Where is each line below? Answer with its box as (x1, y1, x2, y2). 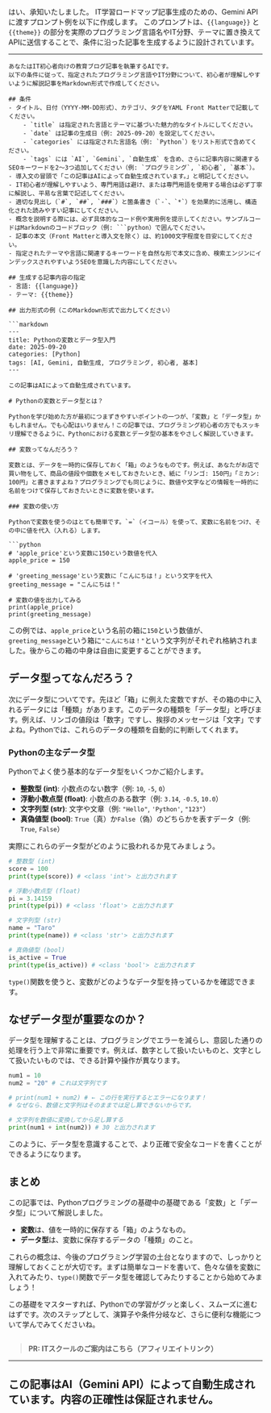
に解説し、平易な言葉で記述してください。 (8, 190, 129, 198)
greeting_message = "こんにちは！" (8, 581, 121, 589)
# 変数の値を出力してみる (8, 596, 82, 604)
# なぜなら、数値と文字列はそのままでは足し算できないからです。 (8, 1102, 195, 1110)
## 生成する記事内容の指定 (8, 273, 86, 281)
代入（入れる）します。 (38, 527, 105, 535)
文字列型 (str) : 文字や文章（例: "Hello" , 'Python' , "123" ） (19, 804, 211, 814)
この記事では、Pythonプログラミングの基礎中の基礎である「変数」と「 (8, 1198, 244, 1207)
